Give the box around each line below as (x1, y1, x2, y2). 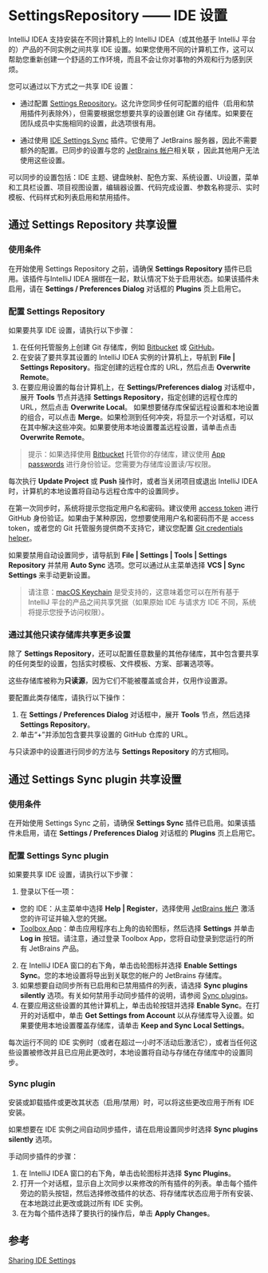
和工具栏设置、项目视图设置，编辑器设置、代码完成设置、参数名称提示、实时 (8, 182, 260, 192)
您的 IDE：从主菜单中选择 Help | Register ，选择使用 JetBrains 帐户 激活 (19, 904, 255, 913)
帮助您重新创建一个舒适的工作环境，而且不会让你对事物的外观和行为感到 (8, 54, 246, 64)
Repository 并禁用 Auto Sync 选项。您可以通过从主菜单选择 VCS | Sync (8, 560, 246, 569)
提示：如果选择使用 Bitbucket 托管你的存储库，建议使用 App (27, 449, 226, 459)
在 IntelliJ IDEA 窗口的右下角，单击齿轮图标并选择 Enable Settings (19, 960, 238, 971)
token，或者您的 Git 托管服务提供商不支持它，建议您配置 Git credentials (8, 523, 243, 533)
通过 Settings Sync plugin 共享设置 (8, 772, 182, 786)
